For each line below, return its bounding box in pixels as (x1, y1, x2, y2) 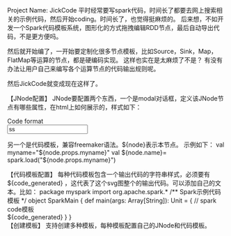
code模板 (7, 205, 35, 213)
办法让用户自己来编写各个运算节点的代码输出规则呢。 (7, 65, 160, 73)
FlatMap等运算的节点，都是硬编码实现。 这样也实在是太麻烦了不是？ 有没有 (7, 56, 223, 64)
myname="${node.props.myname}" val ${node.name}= (7, 149, 167, 156)
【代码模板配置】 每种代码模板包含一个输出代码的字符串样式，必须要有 (7, 170, 210, 178)
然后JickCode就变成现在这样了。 (7, 80, 102, 87)
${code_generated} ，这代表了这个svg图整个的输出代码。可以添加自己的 (7, 179, 216, 187)
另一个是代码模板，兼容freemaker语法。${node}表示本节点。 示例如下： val (7, 140, 225, 149)
